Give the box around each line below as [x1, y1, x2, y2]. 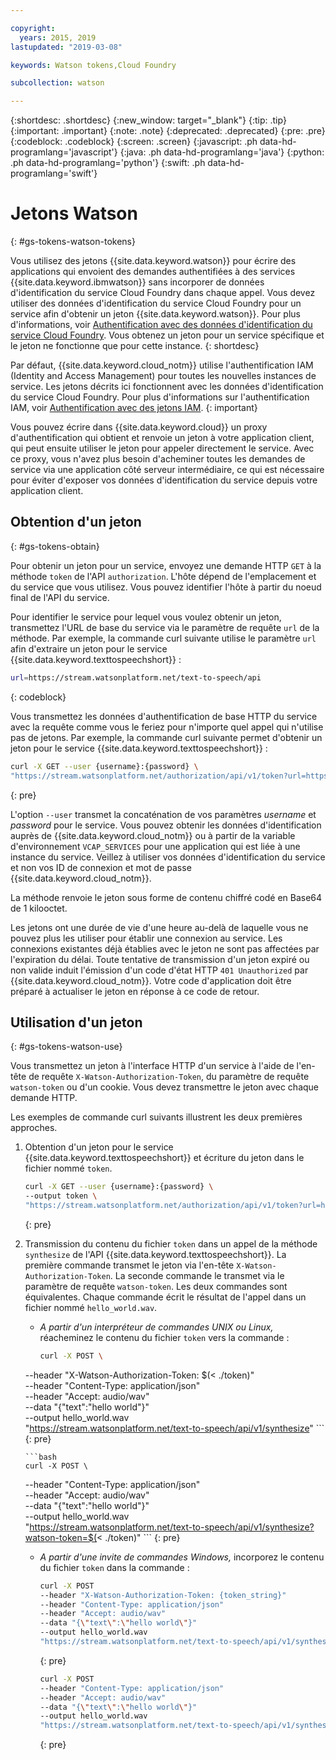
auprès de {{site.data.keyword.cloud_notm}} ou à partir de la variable [10, 829, 296, 841]
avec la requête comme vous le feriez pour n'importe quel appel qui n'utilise [10, 721, 324, 733]
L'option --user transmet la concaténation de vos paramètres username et [10, 808, 317, 820]
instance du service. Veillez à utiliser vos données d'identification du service [10, 851, 326, 863]
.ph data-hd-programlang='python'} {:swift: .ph [10, 157, 206, 169]
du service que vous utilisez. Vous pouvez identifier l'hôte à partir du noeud [10, 581, 322, 593]
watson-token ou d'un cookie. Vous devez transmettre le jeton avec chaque [10, 1081, 320, 1093]
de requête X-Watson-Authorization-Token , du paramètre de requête [28, 1071, 310, 1083]
